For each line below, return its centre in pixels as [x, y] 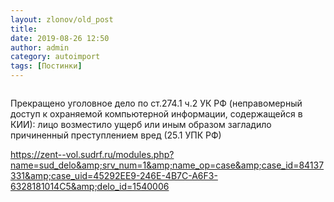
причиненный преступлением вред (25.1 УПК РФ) [116, 135]
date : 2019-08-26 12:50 [60, 38]
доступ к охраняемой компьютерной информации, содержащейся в [156, 114]
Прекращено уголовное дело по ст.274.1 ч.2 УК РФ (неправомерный [156, 103]
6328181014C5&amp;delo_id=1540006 [90, 186]
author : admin [40, 47]
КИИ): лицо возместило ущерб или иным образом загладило [141, 124]
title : [24, 29]
